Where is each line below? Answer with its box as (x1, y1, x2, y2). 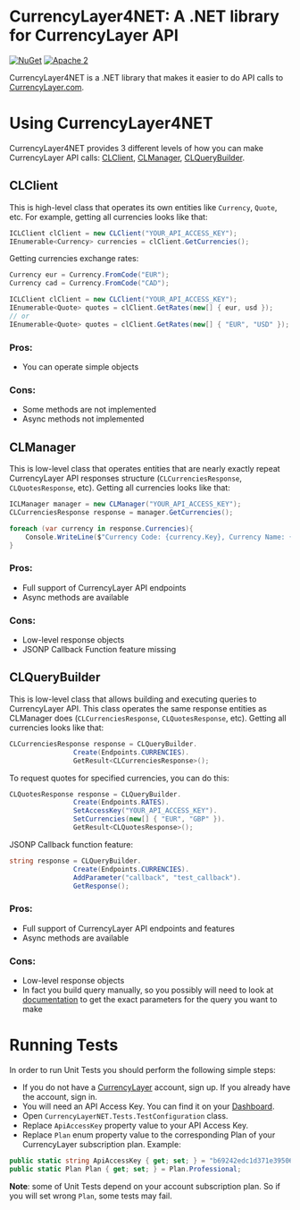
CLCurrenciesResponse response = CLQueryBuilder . (9, 739, 198, 748)
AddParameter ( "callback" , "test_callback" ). (72, 873, 242, 882)
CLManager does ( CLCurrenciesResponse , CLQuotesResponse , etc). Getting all (9, 712, 287, 723)
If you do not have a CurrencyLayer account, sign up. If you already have (21, 1081, 291, 1093)
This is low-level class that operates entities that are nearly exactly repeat (9, 464, 280, 474)
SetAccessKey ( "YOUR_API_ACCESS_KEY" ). (72, 806, 218, 815)
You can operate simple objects (21, 361, 139, 372)
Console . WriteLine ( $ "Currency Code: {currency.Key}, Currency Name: (25, 533, 286, 541)
